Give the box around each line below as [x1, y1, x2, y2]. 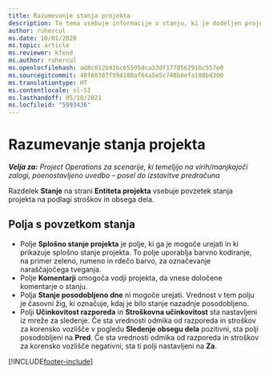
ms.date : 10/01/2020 [8, 34, 78, 42]
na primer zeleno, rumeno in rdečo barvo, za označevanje [19, 255, 211, 265]
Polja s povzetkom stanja [8, 218, 136, 231]
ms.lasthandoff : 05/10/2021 [8, 94, 102, 102]
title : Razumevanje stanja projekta [8, 11, 130, 20]
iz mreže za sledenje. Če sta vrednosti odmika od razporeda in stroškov [19, 316, 256, 325]
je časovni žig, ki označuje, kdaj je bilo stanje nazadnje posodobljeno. [19, 298, 250, 308]
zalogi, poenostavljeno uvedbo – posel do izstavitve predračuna [8, 171, 220, 180]
